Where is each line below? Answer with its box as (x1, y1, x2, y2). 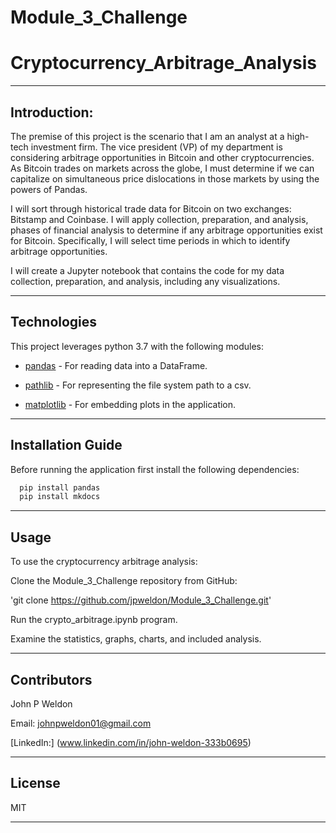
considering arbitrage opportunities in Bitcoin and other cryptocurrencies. (10, 151, 315, 163)
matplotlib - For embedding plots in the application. (24, 398, 237, 410)
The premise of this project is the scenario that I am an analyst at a (10, 130, 285, 142)
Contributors (10, 671, 93, 688)
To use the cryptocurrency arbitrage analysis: (10, 556, 198, 568)
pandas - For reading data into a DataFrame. (24, 359, 208, 371)
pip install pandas (19, 482, 101, 493)
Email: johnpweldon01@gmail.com (10, 717, 152, 729)
